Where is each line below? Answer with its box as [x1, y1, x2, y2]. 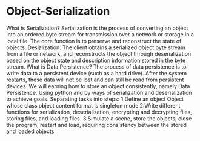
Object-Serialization [6, 4, 110, 18]
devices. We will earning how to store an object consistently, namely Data [6, 82, 190, 89]
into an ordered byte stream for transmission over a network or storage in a [6, 30, 194, 38]
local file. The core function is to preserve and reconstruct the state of [6, 37, 182, 44]
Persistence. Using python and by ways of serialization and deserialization [6, 89, 192, 96]
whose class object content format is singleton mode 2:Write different [6, 101, 181, 109]
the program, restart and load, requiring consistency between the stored [6, 121, 187, 128]
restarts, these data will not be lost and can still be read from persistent [6, 76, 184, 83]
